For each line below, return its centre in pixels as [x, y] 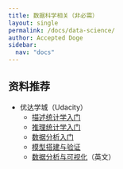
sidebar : [23, 45]
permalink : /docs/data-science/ [61, 30]
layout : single [33, 23]
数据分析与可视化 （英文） [73, 156]
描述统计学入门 [56, 117]
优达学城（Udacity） [53, 107]
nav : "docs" [35, 52]
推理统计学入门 [56, 127]
